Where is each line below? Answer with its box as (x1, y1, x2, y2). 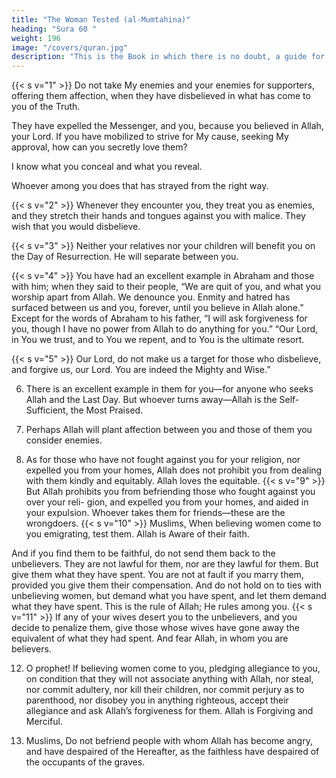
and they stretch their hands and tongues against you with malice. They (11, 210, 306, 222)
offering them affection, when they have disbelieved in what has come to (11, 90, 311, 102)
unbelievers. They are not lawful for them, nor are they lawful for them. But (11, 558, 319, 570)
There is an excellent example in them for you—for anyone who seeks (25, 383, 314, 395)
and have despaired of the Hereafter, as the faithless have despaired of (25, 746, 320, 758)
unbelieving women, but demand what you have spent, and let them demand (11, 590, 327, 602)
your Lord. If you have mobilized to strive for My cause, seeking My (11, 131, 289, 143)
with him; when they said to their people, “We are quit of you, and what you (11, 281, 322, 293)
